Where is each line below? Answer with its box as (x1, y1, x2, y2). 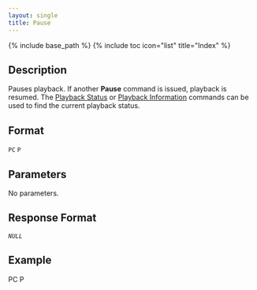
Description (8, 63, 67, 76)
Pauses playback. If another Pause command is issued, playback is (8, 84, 227, 94)
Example (8, 254, 52, 267)
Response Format (8, 211, 97, 225)
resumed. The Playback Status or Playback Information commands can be (8, 92, 250, 102)
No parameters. (8, 188, 59, 198)
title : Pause (8, 19, 51, 27)
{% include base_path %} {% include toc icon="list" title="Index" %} (8, 40, 231, 50)
